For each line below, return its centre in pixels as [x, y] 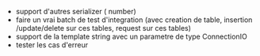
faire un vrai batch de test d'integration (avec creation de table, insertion [134, 20]
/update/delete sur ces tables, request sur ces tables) [103, 28]
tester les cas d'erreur [52, 45]
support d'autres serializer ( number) [76, 11]
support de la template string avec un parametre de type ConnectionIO [131, 36]
